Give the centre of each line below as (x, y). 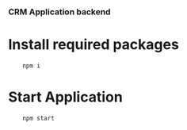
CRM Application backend (59, 12)
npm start (39, 118)
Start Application (65, 97)
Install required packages (94, 45)
